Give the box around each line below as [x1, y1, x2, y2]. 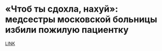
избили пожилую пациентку [5, 25, 129, 35]
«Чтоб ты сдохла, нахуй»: [5, 3, 118, 15]
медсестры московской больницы [5, 14, 158, 25]
